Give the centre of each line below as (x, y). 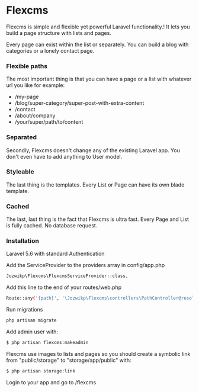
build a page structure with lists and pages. (59, 33)
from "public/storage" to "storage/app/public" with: (69, 360)
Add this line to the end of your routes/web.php (64, 287)
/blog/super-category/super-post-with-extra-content (79, 103)
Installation (23, 241)
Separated (22, 137)
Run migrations (25, 310)
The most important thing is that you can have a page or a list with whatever (99, 79)
